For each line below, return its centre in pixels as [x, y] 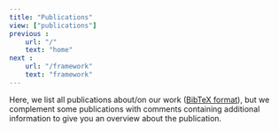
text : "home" [49, 50]
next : [21, 58]
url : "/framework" [59, 67]
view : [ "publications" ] [53, 26]
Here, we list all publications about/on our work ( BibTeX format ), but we [139, 99]
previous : [29, 33]
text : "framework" [59, 75]
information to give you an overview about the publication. [116, 118]
